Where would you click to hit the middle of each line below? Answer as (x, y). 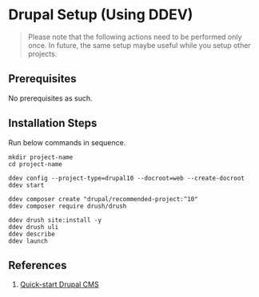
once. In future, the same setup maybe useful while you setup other (139, 45)
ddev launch (28, 241)
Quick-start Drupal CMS (59, 284)
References (38, 265)
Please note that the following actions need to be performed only (135, 37)
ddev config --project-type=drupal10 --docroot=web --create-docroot (127, 178)
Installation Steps (53, 123)
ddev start (26, 185)
